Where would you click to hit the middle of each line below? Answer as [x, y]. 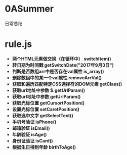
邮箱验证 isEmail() [31, 128]
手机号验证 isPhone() [34, 122]
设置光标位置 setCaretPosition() [46, 109]
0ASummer [29, 9]
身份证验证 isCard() [32, 141]
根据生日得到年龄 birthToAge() [44, 147]
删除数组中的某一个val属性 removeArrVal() [57, 77]
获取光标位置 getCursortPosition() [48, 103]
